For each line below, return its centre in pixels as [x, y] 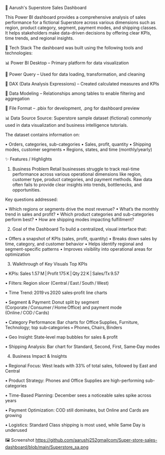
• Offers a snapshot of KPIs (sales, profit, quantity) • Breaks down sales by [81, 239]
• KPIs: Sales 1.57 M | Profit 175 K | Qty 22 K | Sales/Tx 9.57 [62, 273]
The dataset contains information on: [43, 135]
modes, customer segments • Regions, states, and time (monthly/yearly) [79, 150]
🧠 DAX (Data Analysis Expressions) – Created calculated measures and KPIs [82, 84]
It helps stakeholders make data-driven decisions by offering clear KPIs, [78, 33]
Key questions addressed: [32, 199]
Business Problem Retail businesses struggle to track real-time [76, 169]
